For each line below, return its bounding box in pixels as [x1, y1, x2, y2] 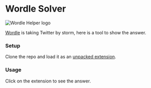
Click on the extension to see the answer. [5, 78, 91, 84]
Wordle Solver [5, 3, 66, 15]
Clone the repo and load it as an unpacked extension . [5, 54, 116, 60]
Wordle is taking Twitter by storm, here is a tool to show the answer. [5, 29, 146, 35]
